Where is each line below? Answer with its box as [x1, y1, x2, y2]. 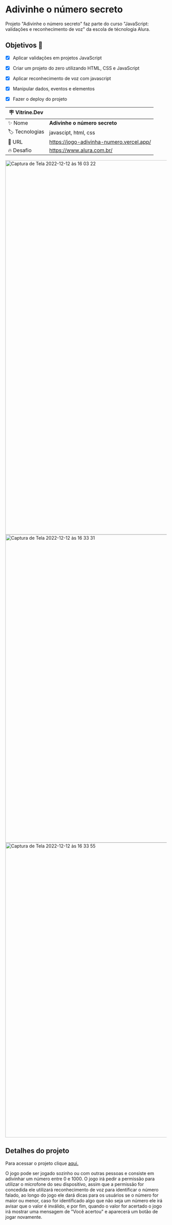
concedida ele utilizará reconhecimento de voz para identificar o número [5, 1186, 159, 1193]
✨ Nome [8, 119, 28, 127]
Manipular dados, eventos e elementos [12, 85, 95, 92]
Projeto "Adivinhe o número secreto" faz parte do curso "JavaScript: [5, 21, 149, 27]
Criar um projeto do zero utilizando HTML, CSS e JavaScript [12, 65, 140, 71]
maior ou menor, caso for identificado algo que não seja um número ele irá [5, 1197, 163, 1203]
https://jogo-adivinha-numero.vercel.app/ [49, 138, 152, 146]
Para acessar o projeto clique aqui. [5, 1160, 79, 1166]
